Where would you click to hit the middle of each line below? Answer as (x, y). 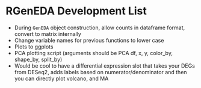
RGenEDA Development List (76, 11)
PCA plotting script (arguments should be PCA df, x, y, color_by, (93, 53)
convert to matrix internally (48, 34)
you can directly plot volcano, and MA (61, 78)
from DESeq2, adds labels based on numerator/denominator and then (100, 72)
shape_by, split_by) (38, 59)
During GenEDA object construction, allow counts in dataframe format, (99, 28)
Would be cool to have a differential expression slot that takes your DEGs (104, 66)
